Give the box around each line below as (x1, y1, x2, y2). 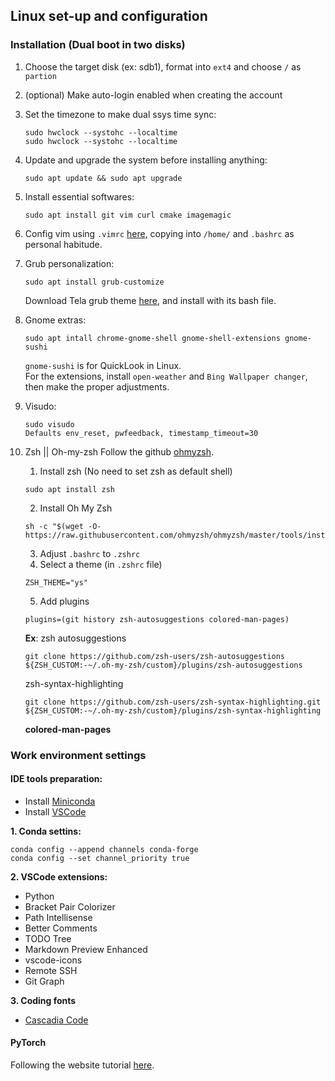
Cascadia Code (24, 1014, 89, 1026)
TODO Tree (24, 932, 72, 944)
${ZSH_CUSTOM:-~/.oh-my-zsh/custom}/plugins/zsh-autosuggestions (24, 660, 303, 670)
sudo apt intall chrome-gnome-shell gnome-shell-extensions (24, 333, 281, 343)
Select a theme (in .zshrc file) (39, 558, 163, 570)
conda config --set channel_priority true (10, 853, 190, 863)
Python (24, 890, 55, 902)
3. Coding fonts (10, 994, 77, 1006)
